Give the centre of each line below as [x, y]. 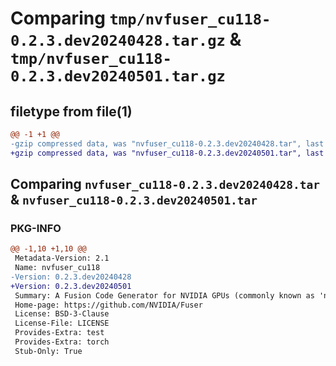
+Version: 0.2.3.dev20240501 [71, 286]
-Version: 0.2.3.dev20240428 [71, 277]
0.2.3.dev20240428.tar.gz [118, 41]
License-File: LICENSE [62, 323]
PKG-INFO [36, 228]
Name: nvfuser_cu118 [57, 268]
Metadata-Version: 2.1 [62, 258]
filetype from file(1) [71, 111]
